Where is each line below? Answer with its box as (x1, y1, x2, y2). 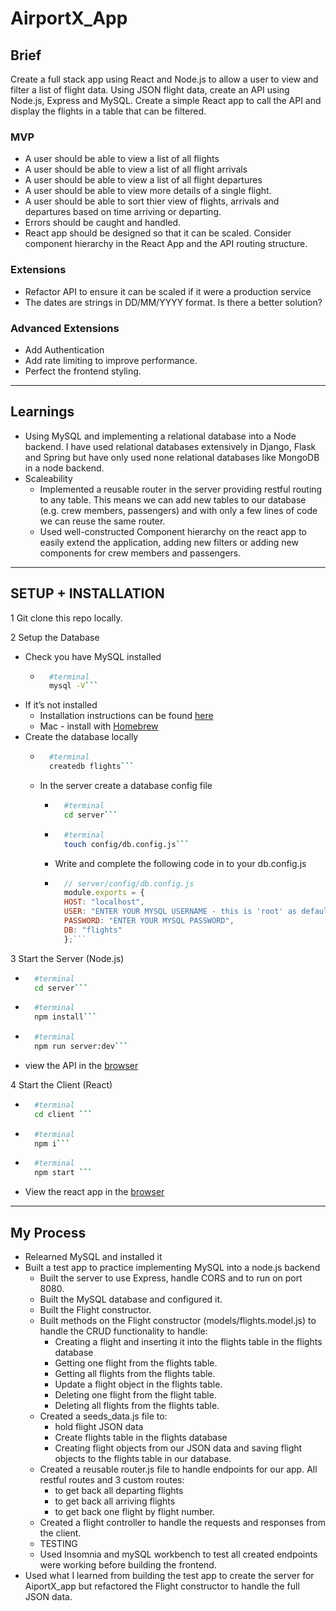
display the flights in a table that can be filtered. (10, 105, 207, 117)
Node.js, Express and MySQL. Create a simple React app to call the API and (10, 95, 322, 106)
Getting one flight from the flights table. (54, 1357, 218, 1369)
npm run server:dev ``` (34, 1042, 129, 1052)
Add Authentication (24, 343, 105, 356)
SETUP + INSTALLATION (10, 585, 165, 602)
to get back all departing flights (54, 1484, 184, 1496)
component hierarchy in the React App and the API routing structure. (24, 238, 308, 250)
